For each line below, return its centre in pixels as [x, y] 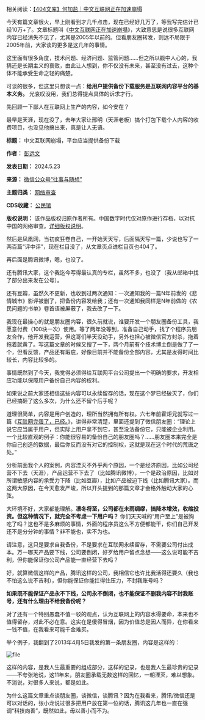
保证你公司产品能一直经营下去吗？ [76, 560]
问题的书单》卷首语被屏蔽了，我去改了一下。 [67, 308]
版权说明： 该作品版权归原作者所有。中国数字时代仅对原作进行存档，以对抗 [101, 218]
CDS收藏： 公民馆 [29, 205]
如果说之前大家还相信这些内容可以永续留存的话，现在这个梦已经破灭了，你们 [103, 393]
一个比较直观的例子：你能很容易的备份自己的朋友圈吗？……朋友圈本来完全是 [102, 437]
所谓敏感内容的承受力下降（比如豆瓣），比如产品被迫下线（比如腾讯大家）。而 [103, 480]
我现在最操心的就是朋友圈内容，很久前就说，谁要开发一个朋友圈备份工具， [100, 321]
